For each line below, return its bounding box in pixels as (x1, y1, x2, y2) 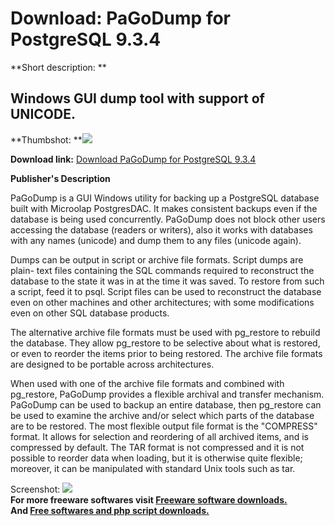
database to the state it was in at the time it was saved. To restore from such (10, 275, 325, 287)
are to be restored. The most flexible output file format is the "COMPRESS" (10, 420, 318, 432)
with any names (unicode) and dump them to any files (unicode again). (10, 234, 302, 246)
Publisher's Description (10, 172, 111, 184)
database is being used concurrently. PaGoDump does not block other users (10, 213, 326, 225)
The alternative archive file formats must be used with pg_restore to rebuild (10, 326, 321, 338)
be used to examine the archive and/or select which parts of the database (10, 409, 315, 421)
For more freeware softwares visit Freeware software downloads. (10, 493, 288, 506)
